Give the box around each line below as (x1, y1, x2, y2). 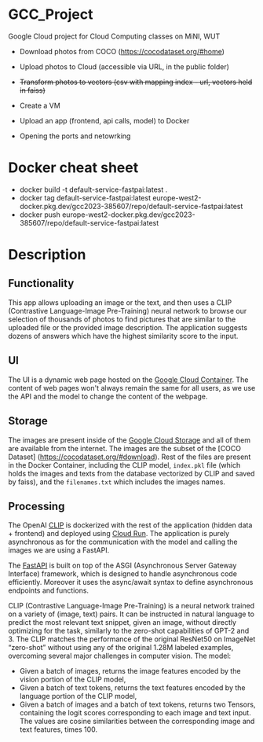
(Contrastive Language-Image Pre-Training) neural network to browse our (8, 306, 247, 315)
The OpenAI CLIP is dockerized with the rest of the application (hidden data (8, 520, 253, 530)
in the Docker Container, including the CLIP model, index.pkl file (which (8, 460, 241, 469)
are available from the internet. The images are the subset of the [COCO (8, 443, 242, 453)
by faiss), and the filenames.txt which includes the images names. (8, 477, 226, 487)
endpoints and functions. (8, 586, 89, 595)
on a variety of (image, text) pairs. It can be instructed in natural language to (8, 609, 255, 619)
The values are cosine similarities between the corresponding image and (19, 717, 255, 726)
